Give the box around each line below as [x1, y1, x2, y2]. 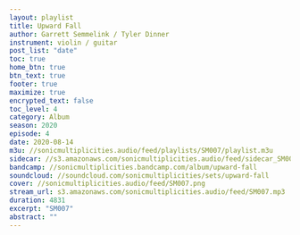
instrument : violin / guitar [9, 38, 118, 47]
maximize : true [9, 88, 66, 97]
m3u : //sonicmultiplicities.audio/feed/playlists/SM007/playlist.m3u [9, 146, 274, 155]
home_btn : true [9, 63, 66, 72]
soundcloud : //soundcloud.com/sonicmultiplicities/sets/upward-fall [9, 171, 270, 180]
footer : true [9, 80, 58, 88]
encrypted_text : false [9, 96, 94, 105]
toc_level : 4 [9, 105, 58, 113]
